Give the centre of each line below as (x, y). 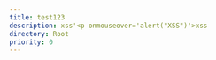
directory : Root (39, 34)
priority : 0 (31, 42)
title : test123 (37, 17)
